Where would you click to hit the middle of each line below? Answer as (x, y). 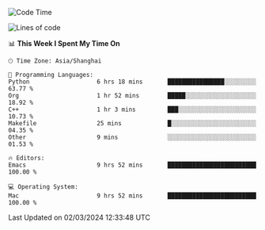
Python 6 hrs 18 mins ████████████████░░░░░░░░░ (132, 82)
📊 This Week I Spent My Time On (64, 43)
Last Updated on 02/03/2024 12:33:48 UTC (79, 217)
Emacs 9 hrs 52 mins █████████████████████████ (132, 165)
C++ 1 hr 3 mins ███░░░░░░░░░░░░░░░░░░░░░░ (132, 109)
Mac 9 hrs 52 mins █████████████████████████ (132, 196)
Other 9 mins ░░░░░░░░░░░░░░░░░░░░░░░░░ (132, 137)
